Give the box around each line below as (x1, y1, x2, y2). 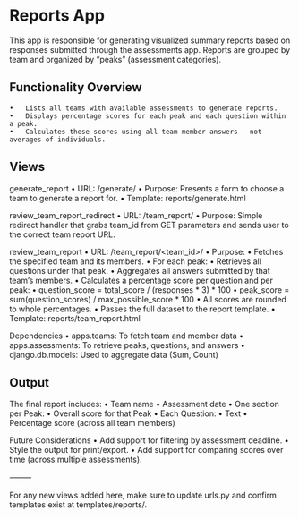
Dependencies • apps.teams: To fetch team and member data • (9, 330, 244, 341)
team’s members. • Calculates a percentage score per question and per (9, 275, 273, 285)
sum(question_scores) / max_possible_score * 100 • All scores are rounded (9, 294, 286, 304)
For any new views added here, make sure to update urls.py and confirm (9, 489, 278, 501)
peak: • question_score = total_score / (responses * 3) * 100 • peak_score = (9, 284, 290, 295)
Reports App (9, 5, 106, 26)
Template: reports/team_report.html (9, 312, 141, 323)
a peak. (9, 119, 38, 128)
